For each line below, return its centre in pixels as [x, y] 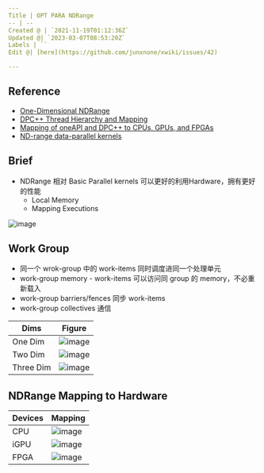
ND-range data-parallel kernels [71, 136]
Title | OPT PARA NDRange [51, 15]
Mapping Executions [65, 208]
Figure [75, 329]
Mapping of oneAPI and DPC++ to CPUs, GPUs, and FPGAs [117, 127]
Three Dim [32, 367]
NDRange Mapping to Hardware [88, 396]
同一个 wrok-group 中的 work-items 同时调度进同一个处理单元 [121, 269]
